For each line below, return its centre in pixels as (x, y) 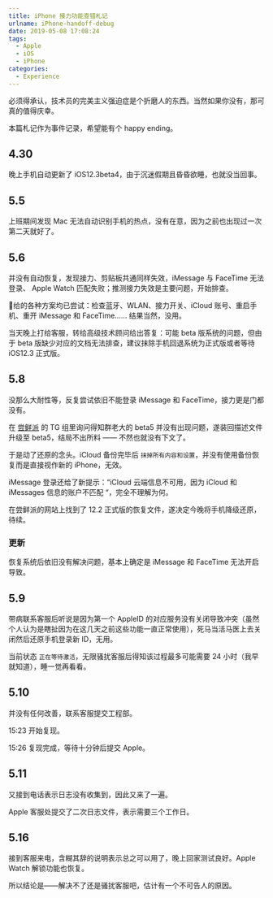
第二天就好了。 (33, 232)
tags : (17, 39)
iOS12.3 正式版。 (37, 354)
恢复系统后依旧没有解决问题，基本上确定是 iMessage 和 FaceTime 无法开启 (134, 562)
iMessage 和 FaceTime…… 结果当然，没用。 (113, 316)
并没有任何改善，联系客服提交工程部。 (72, 713)
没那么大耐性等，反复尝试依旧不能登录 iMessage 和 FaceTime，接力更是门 (133, 400)
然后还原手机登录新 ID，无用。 (66, 639)
